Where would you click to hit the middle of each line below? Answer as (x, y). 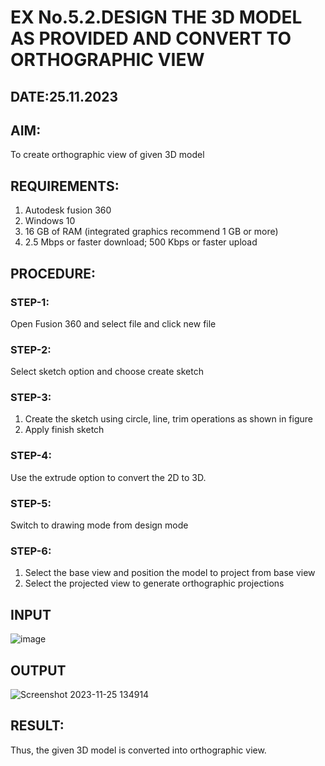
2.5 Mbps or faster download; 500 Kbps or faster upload (141, 242)
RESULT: (37, 726)
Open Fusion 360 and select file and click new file (113, 323)
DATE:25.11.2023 (64, 96)
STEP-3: (31, 398)
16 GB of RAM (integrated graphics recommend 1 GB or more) (151, 232)
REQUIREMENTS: (65, 186)
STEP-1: (30, 302)
